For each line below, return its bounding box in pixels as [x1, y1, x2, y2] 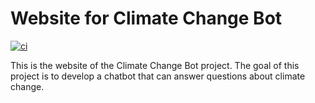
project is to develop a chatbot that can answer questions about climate [10, 70, 306, 82]
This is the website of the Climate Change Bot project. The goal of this [10, 59, 300, 71]
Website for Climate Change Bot [10, 7, 283, 30]
